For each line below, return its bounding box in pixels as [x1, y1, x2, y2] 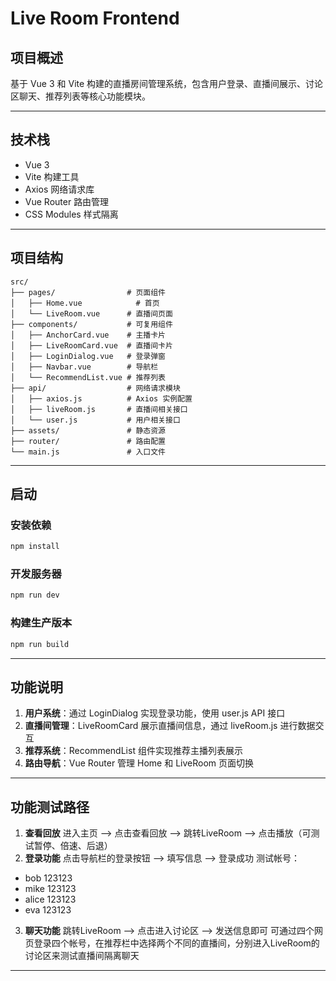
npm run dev [10, 590, 60, 601]
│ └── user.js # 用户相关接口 [10, 415, 181, 425]
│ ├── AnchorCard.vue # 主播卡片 [10, 330, 167, 340]
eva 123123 [24, 904, 72, 916]
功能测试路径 [10, 798, 90, 816]
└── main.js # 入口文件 [10, 447, 167, 457]
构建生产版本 [10, 616, 73, 630]
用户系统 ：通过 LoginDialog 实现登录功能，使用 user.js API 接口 [24, 707, 286, 719]
